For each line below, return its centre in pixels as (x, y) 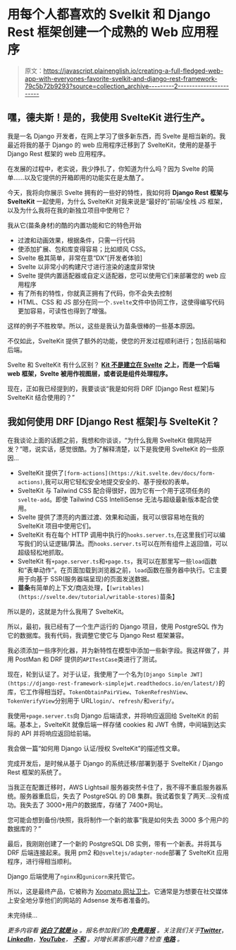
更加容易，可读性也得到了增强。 (64, 311)
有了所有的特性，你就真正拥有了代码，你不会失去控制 (95, 293)
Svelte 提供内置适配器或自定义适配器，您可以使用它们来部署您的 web (118, 275)
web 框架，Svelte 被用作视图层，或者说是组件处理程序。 (89, 373)
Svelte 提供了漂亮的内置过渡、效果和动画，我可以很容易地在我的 (111, 517)
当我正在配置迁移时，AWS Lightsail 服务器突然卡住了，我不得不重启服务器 (114, 787)
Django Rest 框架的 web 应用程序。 (58, 153)
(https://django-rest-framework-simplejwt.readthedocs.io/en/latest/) (113, 683)
